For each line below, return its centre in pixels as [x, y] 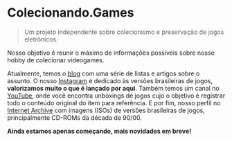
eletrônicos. [41, 39]
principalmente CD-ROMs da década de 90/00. [74, 117]
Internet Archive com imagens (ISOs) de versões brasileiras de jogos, [106, 110]
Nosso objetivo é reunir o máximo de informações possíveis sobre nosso [111, 53]
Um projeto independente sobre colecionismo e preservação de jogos [124, 32]
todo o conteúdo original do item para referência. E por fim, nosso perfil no [114, 103]
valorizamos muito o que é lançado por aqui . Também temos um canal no [113, 88]
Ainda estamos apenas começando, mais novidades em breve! [99, 131]
